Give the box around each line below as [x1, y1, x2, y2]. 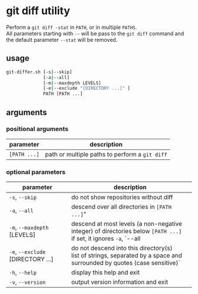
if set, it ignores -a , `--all [71, 234, 141, 243]
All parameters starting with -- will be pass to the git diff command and [6, 30, 184, 37]
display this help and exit [71, 269, 140, 277]
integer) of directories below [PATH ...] [71, 227, 182, 236]
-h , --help [9, 269, 37, 277]
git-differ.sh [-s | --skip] [6, 69, 72, 75]
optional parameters [6, 168, 66, 176]
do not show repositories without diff [71, 193, 173, 201]
